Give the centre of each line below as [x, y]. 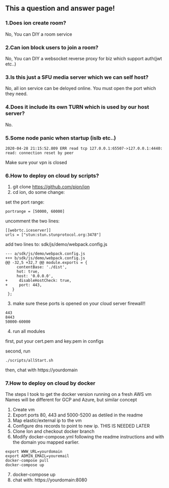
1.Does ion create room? [36, 23]
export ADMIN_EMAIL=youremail [37, 456]
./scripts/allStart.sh [29, 361]
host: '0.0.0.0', [35, 276]
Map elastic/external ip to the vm [47, 420]
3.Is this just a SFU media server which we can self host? [77, 77]
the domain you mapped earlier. [46, 442]
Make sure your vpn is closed [36, 162]
